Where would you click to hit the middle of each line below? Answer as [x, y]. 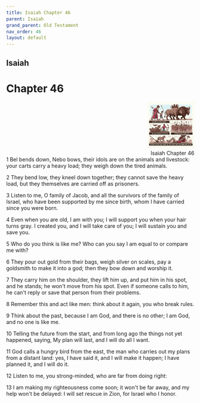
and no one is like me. [33, 322]
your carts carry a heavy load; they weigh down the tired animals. [87, 166]
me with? [17, 251]
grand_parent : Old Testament [42, 25]
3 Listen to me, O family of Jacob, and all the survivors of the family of [93, 196]
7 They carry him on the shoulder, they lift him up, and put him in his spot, [97, 280]
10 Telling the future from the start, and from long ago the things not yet [94, 334]
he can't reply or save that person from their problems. [74, 292]
